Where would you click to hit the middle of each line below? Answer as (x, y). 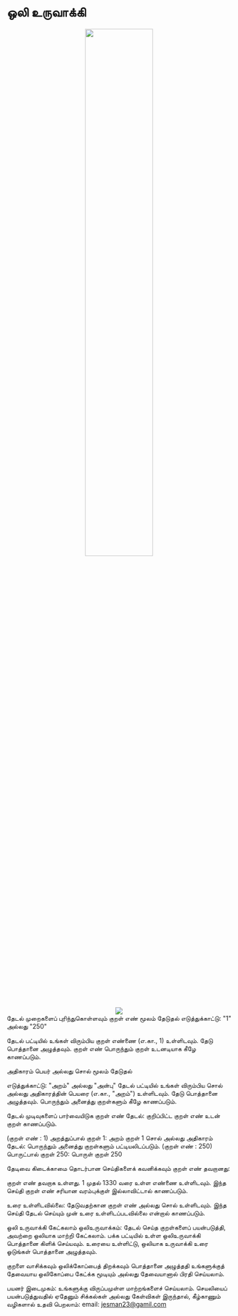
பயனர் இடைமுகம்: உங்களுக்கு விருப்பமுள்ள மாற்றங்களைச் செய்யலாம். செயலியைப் (117, 1288)
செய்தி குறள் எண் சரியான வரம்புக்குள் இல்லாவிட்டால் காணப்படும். (97, 1190)
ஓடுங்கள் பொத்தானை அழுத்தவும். (52, 1251)
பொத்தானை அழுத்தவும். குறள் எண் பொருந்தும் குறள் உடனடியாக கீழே (102, 1049)
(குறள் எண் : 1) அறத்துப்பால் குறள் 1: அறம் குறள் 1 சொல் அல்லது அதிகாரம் (110, 1138)
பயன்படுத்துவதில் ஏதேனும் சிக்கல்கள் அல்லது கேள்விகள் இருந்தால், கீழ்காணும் (114, 1296)
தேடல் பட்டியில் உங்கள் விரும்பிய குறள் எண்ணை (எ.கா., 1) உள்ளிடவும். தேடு (110, 1040)
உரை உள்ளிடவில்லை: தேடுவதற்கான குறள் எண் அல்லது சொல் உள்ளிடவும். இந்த (117, 1204)
